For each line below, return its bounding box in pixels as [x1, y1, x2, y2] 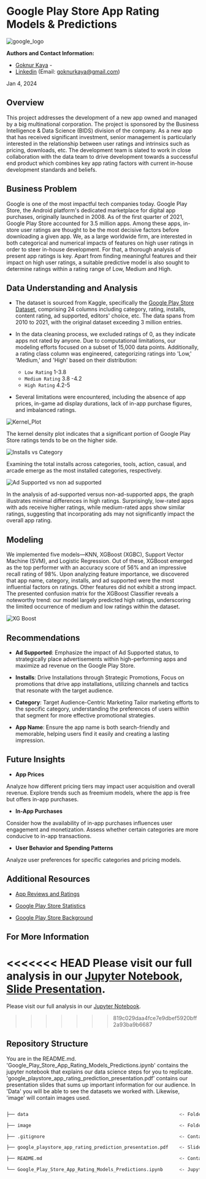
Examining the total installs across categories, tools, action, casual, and [6, 460, 187, 468]
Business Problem [6, 184, 77, 194]
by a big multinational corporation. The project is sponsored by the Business [6, 120, 199, 128]
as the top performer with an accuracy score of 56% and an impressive [6, 564, 187, 571]
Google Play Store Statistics [15, 902, 86, 909]
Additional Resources [6, 874, 90, 884]
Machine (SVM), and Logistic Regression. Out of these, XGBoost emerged [6, 557, 193, 565]
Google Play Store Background [15, 914, 93, 921]
